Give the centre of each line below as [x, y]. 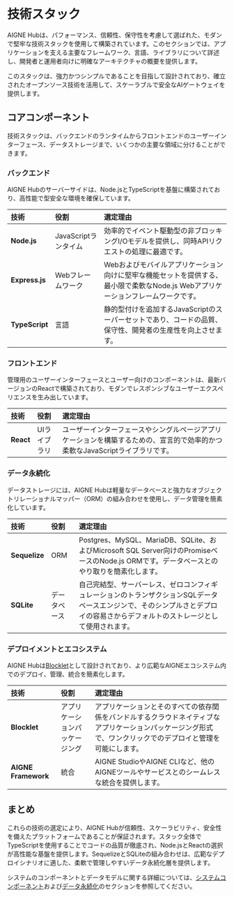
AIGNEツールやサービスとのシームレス [158, 772]
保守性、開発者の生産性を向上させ [160, 330]
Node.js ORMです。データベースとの [158, 561]
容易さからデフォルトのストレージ [149, 616]
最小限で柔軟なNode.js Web [149, 286]
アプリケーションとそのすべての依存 [154, 706]
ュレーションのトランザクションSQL [138, 595]
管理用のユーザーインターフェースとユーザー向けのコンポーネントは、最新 [114, 380]
